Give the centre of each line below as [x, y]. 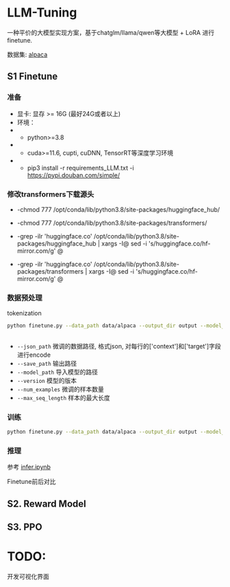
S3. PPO [25, 527]
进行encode [34, 355]
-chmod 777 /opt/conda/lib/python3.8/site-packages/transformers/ [112, 223]
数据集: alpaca [27, 54]
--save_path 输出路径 [47, 363]
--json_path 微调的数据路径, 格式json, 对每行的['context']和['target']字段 [119, 346]
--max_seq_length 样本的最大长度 [64, 397]
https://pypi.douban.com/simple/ [74, 175]
